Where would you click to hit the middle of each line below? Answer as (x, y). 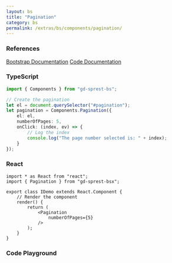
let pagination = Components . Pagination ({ (59, 111)
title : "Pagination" (32, 17)
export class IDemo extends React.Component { (64, 192)
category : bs (22, 22)
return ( (38, 207)
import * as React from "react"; (47, 176)
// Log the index (48, 132)
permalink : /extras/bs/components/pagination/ (64, 28)
